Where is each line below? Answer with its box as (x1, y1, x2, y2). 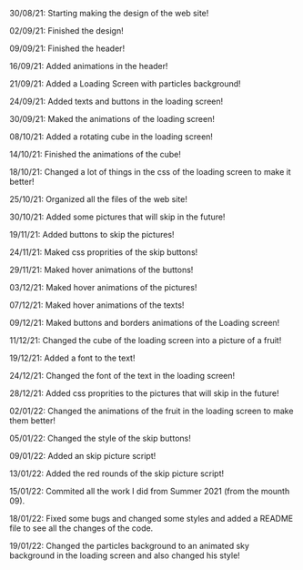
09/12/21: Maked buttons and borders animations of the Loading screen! (9, 318, 280, 328)
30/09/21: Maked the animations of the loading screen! (9, 114, 216, 124)
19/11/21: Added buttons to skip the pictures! (9, 229, 175, 239)
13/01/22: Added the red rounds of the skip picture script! (9, 468, 225, 479)
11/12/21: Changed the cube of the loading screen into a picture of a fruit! (9, 335, 282, 345)
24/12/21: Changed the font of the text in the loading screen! (9, 371, 236, 381)
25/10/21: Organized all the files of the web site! (9, 194, 188, 204)
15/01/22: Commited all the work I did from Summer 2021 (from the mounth (9, 486, 290, 496)
